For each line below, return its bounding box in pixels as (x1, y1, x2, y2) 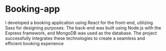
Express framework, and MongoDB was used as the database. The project (5, 30, 157, 36)
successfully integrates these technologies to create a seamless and (5, 35, 145, 41)
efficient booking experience (5, 40, 64, 46)
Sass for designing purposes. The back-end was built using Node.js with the (5, 25, 162, 30)
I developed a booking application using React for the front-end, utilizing (5, 20, 153, 25)
